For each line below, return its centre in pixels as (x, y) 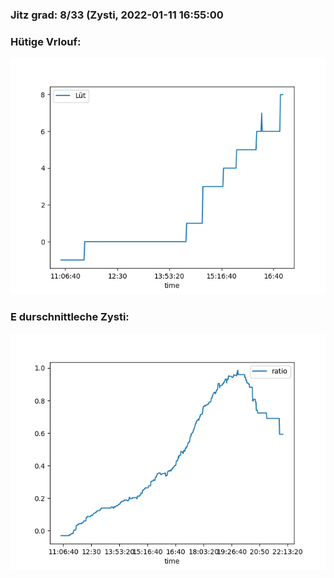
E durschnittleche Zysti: (70, 317)
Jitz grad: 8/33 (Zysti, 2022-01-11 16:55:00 (117, 15)
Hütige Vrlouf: (46, 41)
